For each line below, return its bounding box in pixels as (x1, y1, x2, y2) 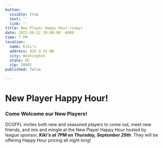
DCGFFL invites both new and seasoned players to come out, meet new (5, 122, 152, 128)
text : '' (9, 16, 28, 21)
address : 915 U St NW (9, 49, 54, 53)
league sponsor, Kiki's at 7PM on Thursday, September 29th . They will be (5, 132, 159, 138)
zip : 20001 (9, 62, 32, 67)
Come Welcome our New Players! (5, 110, 88, 117)
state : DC (9, 58, 30, 63)
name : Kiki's (9, 44, 37, 49)
